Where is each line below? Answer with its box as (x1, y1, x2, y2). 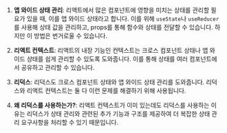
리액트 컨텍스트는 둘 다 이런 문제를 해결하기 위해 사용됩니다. (26, 86, 186, 95)
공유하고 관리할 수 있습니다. (21, 64, 95, 71)
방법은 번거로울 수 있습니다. (34, 32, 108, 40)
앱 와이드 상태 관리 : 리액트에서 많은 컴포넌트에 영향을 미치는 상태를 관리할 (13, 6, 210, 14)
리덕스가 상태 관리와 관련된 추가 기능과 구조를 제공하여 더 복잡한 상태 (26, 110, 210, 118)
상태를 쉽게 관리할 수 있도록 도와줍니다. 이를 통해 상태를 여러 (26, 55, 188, 63)
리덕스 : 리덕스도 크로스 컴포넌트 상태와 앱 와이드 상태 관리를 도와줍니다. (13, 78, 205, 86)
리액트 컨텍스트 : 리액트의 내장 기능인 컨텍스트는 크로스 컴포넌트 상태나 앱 (13, 47, 208, 54)
